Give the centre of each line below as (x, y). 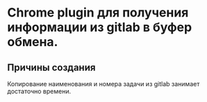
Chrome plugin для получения (98, 13)
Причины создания (51, 67)
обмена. (33, 42)
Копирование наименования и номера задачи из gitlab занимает (104, 84)
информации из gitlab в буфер (100, 27)
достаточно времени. (39, 91)
